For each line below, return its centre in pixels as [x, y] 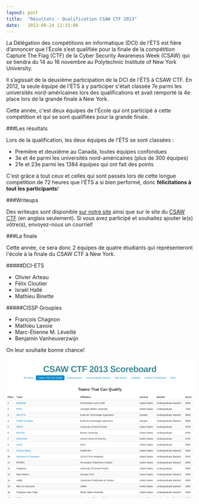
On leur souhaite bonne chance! [46, 350]
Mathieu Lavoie [34, 326]
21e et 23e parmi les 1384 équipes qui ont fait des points [84, 164]
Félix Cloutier [31, 283]
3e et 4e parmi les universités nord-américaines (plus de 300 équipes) [102, 158]
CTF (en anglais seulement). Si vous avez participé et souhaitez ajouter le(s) [100, 218]
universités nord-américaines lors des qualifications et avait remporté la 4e [98, 93]
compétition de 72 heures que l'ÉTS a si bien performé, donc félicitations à [99, 182]
